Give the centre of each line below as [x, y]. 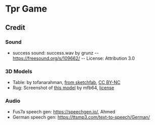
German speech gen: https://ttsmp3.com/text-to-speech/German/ [81, 117]
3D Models [19, 71]
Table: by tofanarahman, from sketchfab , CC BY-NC [66, 82]
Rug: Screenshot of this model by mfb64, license [63, 88]
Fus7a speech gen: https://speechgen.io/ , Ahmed [64, 112]
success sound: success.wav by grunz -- [56, 53]
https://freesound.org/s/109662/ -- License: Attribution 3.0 [74, 58]
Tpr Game [26, 9]
